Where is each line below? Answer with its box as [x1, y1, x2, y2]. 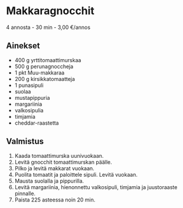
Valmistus [6, 136, 44, 147]
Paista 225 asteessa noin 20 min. [14, 196, 96, 203]
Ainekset [6, 41, 40, 51]
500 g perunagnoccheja [14, 63, 74, 70]
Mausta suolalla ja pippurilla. [14, 177, 84, 184]
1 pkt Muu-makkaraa [14, 69, 65, 76]
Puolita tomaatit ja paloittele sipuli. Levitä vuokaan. [14, 171, 138, 178]
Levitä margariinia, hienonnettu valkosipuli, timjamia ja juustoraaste [14, 183, 178, 190]
